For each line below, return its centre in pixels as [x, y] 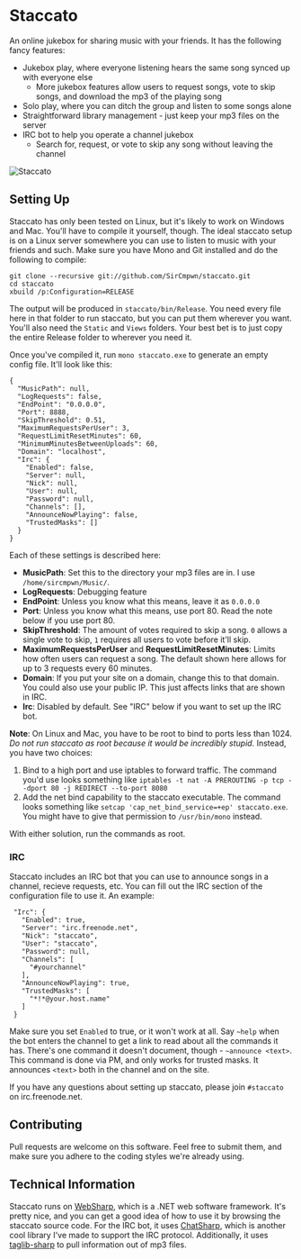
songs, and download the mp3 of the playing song [129, 96]
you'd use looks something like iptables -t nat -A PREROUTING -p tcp [153, 779]
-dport [35, 788]
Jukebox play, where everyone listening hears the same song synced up [156, 68]
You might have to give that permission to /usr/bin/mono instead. [142, 816]
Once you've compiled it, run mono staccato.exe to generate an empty [139, 354]
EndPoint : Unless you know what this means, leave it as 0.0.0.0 [141, 601]
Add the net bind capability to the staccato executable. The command [151, 797]
